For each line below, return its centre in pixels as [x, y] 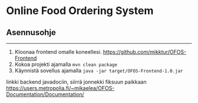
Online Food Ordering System [80, 11]
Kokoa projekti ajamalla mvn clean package [66, 64]
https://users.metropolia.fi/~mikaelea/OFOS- [60, 88]
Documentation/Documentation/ [45, 94]
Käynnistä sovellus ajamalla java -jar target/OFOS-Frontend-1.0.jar [99, 71]
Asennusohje [31, 32]
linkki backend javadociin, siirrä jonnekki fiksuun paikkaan [76, 82]
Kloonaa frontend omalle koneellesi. [58, 52]
